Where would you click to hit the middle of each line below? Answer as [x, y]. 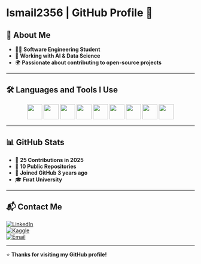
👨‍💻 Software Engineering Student [57, 49]
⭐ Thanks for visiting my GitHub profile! [57, 254]
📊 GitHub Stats [35, 142]
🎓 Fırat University [39, 179]
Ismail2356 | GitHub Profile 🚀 [80, 13]
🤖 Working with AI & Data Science [57, 56]
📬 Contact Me [34, 207]
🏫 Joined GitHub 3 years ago [51, 172]
